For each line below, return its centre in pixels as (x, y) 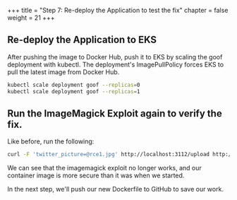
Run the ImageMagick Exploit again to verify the (115, 113)
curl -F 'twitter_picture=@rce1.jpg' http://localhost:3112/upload (109, 155)
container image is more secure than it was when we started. (96, 175)
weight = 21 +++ (31, 18)
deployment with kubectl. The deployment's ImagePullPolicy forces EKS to (116, 64)
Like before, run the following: (51, 141)
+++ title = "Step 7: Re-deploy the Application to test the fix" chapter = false (118, 10)
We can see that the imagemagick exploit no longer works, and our (105, 168)
